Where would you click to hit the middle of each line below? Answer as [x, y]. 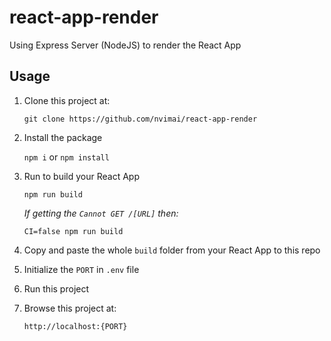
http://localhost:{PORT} [75, 326]
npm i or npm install [66, 157]
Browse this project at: [70, 308]
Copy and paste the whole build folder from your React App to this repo [172, 250]
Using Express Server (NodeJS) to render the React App [125, 45]
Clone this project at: [67, 100]
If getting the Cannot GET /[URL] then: [101, 213]
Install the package [63, 137]
